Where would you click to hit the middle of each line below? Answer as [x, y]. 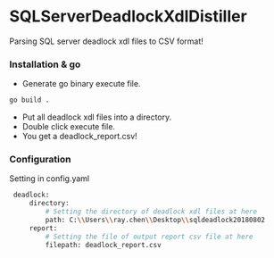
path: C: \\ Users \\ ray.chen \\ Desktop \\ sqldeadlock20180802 [155, 221]
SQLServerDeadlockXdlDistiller [128, 17]
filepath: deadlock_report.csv [104, 245]
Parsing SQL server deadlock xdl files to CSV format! [106, 41]
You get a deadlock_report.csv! [80, 137]
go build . [29, 100]
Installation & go [45, 64]
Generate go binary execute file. [81, 84]
